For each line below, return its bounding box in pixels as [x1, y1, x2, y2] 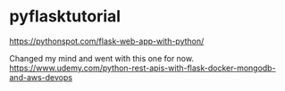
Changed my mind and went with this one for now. [9, 53, 195, 63]
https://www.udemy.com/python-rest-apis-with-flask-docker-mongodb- [9, 62, 276, 73]
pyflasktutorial [9, 6, 122, 27]
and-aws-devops [9, 71, 73, 82]
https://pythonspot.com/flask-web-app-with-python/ [9, 36, 205, 46]
